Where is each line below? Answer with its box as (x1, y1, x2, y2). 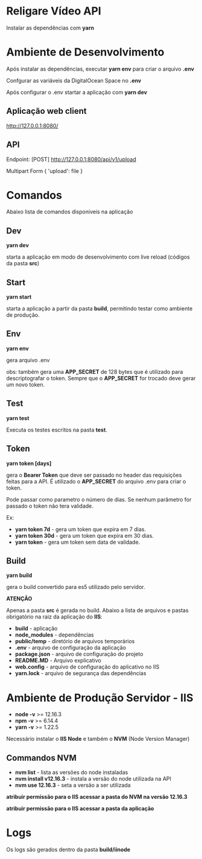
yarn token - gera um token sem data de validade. (14, 538, 140, 546)
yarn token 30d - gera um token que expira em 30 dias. (14, 532, 154, 539)
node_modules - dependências (14, 631, 94, 638)
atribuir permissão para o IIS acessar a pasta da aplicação (6, 805, 154, 812)
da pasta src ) (6, 260, 40, 267)
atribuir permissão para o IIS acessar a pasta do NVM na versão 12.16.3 (6, 793, 188, 801)
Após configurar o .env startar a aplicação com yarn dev (6, 89, 148, 96)
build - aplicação (14, 625, 58, 632)
